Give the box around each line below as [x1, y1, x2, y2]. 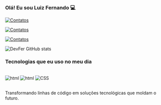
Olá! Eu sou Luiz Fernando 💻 [5, 4, 76, 11]
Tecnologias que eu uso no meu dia [5, 58, 92, 65]
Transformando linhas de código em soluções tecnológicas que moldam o [5, 90, 157, 96]
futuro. [5, 95, 19, 101]
